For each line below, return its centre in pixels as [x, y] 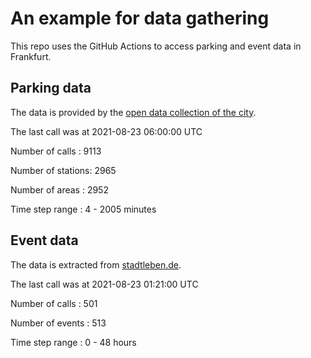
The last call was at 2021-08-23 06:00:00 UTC [106, 131]
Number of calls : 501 [54, 303]
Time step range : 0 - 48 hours [73, 342]
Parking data [51, 88]
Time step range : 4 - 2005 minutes [83, 209]
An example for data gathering [140, 18]
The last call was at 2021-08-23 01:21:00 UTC [104, 284]
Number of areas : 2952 [59, 189]
